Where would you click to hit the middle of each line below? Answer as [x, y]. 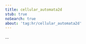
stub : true [16, 14]
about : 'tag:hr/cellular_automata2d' [43, 23]
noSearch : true [21, 19]
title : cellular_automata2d [34, 10]
